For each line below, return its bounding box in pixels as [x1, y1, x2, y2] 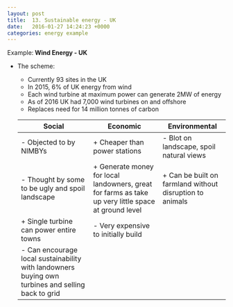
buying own [20, 272, 60, 281]
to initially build [93, 230, 142, 240]
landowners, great [93, 179, 153, 189]
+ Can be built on [162, 171, 218, 181]
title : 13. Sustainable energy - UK [7, 17, 116, 24]
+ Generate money [93, 162, 154, 172]
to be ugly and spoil [20, 183, 85, 193]
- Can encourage [20, 245, 78, 255]
